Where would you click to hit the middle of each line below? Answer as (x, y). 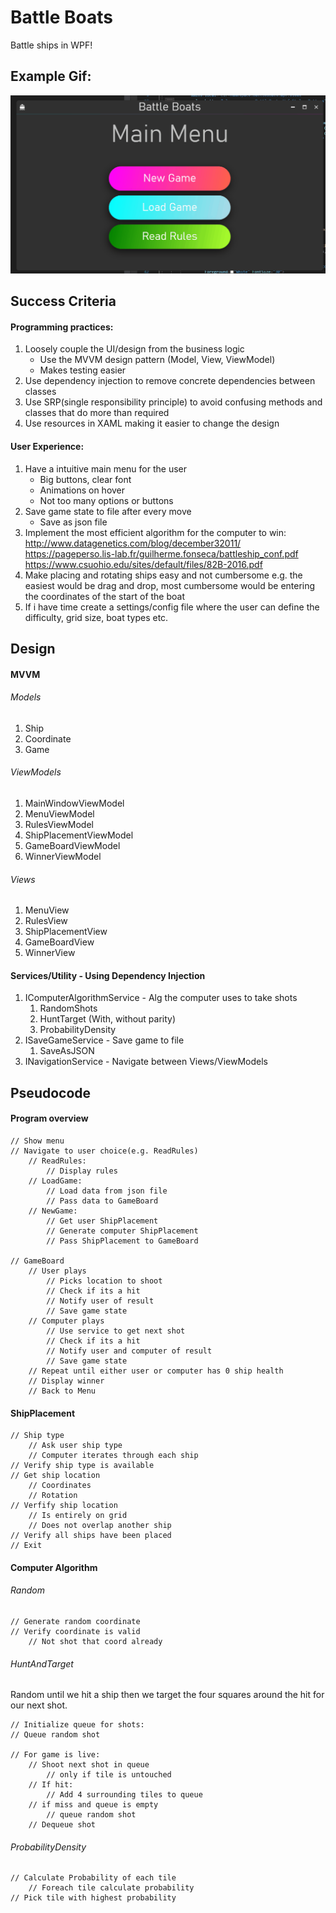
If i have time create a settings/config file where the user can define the (172, 607)
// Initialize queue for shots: (77, 1725)
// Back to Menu (62, 1391)
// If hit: (51, 1785)
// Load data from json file (107, 1191)
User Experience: (47, 446)
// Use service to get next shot (116, 1331)
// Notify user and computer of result (129, 1351)
